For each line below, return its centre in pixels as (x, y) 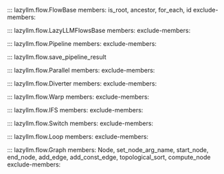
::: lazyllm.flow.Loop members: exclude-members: (78, 137)
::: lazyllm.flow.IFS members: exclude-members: (75, 110)
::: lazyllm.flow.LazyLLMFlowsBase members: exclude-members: (99, 30)
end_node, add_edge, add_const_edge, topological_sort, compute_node (109, 157)
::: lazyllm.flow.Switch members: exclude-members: (80, 123)
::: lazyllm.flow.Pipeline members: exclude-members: (82, 43)
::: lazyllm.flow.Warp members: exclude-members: (78, 97)
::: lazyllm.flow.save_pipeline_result (57, 57)
